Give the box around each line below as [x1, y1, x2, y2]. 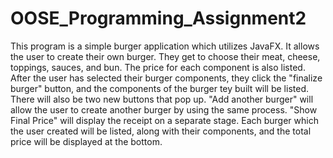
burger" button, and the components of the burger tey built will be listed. [10, 82, 310, 94]
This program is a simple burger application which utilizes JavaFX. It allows [10, 40, 320, 52]
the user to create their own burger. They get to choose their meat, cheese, [10, 50, 321, 62]
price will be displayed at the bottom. [10, 135, 163, 147]
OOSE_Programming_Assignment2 [10, 7, 307, 30]
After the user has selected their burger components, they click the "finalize [10, 72, 323, 84]
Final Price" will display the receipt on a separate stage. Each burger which [10, 114, 319, 126]
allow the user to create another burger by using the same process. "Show [10, 103, 318, 116]
